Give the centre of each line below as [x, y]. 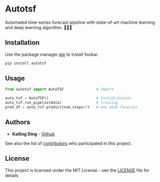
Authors [18, 122]
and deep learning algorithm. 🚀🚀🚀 [39, 27]
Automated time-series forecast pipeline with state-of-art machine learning [80, 22]
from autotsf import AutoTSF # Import [59, 90]
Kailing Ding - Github [33, 134]
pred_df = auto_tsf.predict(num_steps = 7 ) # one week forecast [71, 107]
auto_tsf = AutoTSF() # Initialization [68, 98]
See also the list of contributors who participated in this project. [69, 143]
